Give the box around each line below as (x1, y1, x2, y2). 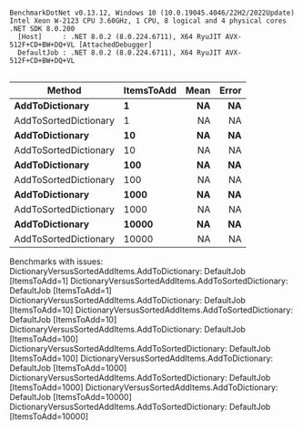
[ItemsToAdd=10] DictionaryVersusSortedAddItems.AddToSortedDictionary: (9, 304, 294, 315)
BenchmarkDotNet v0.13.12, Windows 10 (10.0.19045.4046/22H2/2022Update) (9, 8, 296, 17)
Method (46, 84, 82, 97)
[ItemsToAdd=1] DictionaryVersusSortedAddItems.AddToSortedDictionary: (9, 275, 288, 286)
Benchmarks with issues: (9, 256, 104, 267)
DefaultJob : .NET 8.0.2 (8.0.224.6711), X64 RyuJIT (17, 48, 222, 57)
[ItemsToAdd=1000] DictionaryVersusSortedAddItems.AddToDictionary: (9, 382, 278, 393)
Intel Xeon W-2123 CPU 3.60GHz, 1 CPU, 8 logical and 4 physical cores (9, 16, 287, 26)
